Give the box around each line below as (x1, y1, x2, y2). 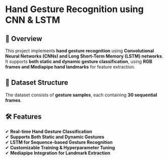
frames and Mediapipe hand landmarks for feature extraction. (5, 64, 136, 70)
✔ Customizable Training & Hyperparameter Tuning (5, 144, 115, 150)
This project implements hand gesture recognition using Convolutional (5, 48, 154, 53)
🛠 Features (5, 113, 42, 121)
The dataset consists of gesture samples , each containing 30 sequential (5, 92, 157, 98)
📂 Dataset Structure (5, 78, 68, 87)
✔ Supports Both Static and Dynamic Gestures (5, 134, 105, 140)
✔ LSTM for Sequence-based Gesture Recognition (5, 139, 113, 145)
